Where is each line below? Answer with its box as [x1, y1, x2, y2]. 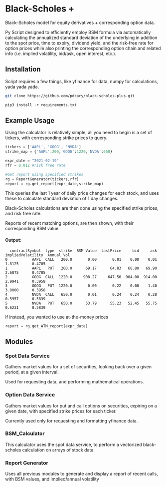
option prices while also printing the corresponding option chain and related [5, 45, 161, 51]
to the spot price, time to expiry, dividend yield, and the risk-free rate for [5, 40, 154, 46]
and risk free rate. [5, 211, 42, 217]
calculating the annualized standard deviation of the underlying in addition [5, 35, 158, 41]
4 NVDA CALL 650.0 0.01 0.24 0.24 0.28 [5, 292, 157, 297]
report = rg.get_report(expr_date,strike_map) [5, 181, 104, 186]
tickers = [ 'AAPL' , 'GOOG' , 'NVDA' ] [5, 145, 81, 150]
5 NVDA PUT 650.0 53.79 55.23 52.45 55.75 [5, 301, 157, 306]
